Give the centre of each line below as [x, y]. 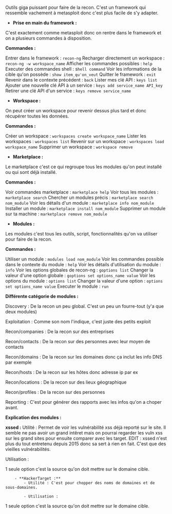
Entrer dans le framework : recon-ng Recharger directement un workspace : [85, 58]
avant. [12, 408]
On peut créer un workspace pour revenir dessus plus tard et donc [76, 111]
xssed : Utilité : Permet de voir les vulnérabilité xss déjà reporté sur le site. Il [85, 427]
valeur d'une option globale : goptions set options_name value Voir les [80, 275]
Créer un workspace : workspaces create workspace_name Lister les [76, 136]
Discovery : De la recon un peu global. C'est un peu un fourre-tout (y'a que [85, 306]
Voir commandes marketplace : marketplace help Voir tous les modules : [82, 192]
